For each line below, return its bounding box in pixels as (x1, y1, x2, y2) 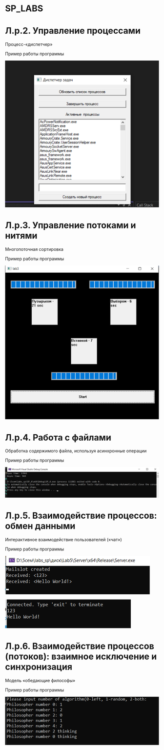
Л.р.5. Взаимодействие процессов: (5, 510, 157, 521)
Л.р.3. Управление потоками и (5, 220, 136, 231)
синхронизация (5, 661, 72, 672)
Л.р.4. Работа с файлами (5, 432, 111, 443)
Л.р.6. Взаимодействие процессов (5, 640, 155, 651)
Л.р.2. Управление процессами (5, 25, 141, 37)
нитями (5, 230, 38, 241)
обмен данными (5, 520, 76, 531)
